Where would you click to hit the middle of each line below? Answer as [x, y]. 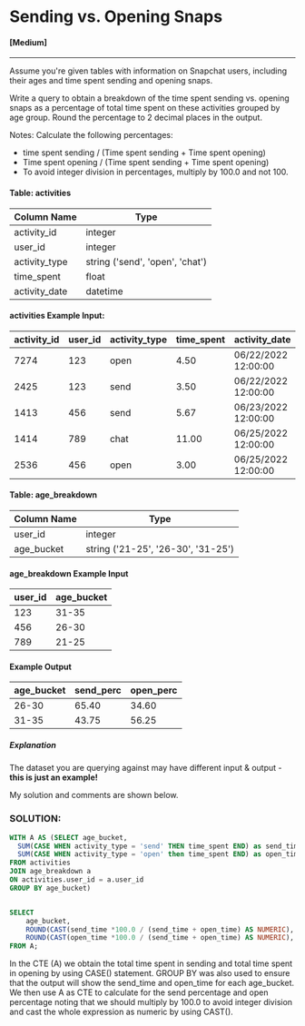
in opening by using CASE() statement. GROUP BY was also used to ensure [150, 973]
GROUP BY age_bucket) [50, 888]
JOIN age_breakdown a [50, 872]
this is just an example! [54, 777]
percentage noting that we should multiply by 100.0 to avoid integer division [151, 1002]
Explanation [33, 745]
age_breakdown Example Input [69, 573]
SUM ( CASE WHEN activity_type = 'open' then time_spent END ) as [139, 854]
